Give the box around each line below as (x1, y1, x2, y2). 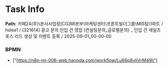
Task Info (5, 3, 45, 15)
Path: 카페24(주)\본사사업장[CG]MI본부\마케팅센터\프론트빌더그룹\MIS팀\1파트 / (5, 20, 163, 26)
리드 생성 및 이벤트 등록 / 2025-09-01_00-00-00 (14, 33, 112, 39)
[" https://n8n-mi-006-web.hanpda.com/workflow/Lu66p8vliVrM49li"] (12, 57, 158, 63)
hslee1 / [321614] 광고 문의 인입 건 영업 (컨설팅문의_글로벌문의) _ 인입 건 (5, 26, 147, 33)
